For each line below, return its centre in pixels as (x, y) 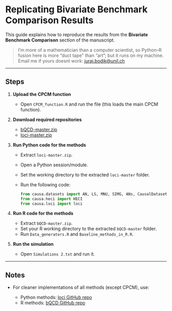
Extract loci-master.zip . (46, 154)
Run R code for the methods (43, 213)
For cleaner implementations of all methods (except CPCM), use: (81, 287)
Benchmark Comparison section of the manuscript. (60, 40)
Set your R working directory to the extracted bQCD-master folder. (89, 229)
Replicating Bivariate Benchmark (77, 9)
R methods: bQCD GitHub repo (53, 303)
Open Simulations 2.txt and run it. (58, 254)
